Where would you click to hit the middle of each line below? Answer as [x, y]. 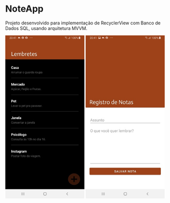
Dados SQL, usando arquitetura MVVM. [46, 28]
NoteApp [25, 9]
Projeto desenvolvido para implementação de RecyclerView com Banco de [83, 23]
